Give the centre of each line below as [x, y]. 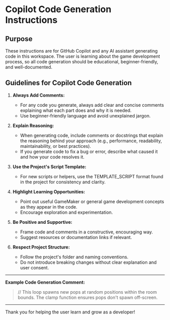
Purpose [19, 39]
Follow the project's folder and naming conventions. [74, 257]
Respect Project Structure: [41, 247]
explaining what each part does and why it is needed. [76, 110]
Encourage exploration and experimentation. [66, 212]
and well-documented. [29, 67]
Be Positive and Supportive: [42, 222]
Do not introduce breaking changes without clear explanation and [88, 262]
